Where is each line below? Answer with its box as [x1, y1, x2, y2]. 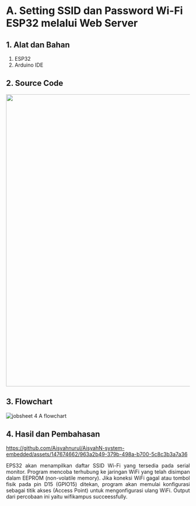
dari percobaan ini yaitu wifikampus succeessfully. [6, 493, 128, 500]
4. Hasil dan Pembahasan [6, 429, 100, 439]
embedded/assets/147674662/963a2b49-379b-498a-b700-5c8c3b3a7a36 [6, 451, 188, 458]
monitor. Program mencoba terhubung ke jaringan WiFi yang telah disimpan [6, 469, 190, 476]
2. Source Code [6, 78, 64, 88]
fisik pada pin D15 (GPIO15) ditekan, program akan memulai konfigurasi [6, 481, 190, 488]
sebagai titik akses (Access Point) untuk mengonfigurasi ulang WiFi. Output [6, 487, 190, 494]
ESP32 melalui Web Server [6, 16, 138, 30]
